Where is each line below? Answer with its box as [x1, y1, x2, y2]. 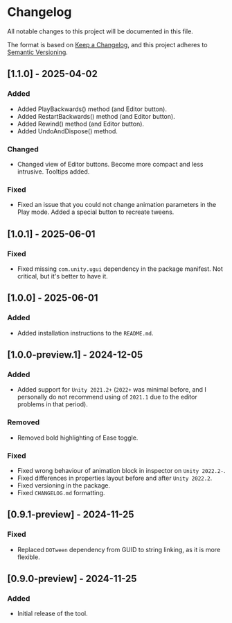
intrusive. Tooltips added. [17, 167, 90, 176]
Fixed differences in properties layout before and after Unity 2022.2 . [17, 474, 213, 482]
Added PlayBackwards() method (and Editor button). [17, 105, 168, 113]
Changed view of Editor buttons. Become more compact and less [17, 160, 204, 168]
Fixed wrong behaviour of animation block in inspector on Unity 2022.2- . [17, 466, 226, 474]
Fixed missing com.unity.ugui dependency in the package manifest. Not [17, 265, 224, 273]
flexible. [17, 553, 40, 561]
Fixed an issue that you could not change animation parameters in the [17, 201, 217, 209]
